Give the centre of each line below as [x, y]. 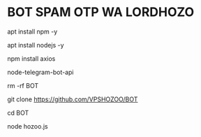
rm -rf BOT [23, 85]
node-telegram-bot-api [40, 72]
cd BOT [18, 113]
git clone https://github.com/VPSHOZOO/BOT [73, 99]
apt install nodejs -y [36, 45]
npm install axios [31, 58]
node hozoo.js [28, 126]
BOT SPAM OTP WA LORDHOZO [100, 12]
